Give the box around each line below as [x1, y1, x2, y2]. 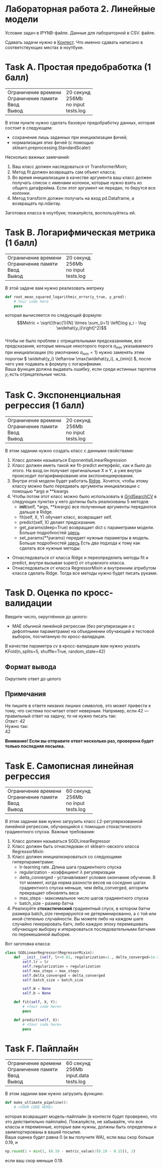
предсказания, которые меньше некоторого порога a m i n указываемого [5, 343, 153, 350]
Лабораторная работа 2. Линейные [5, 3, 156, 15]
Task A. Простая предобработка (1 [5, 62, 151, 73]
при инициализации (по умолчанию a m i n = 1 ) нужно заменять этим [5, 349, 145, 357]
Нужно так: [5, 724, 29, 729]
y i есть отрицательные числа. [5, 371, 67, 378]
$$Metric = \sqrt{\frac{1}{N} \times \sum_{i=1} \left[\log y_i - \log [16, 320, 147, 326]
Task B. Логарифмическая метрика [5, 227, 156, 238]
